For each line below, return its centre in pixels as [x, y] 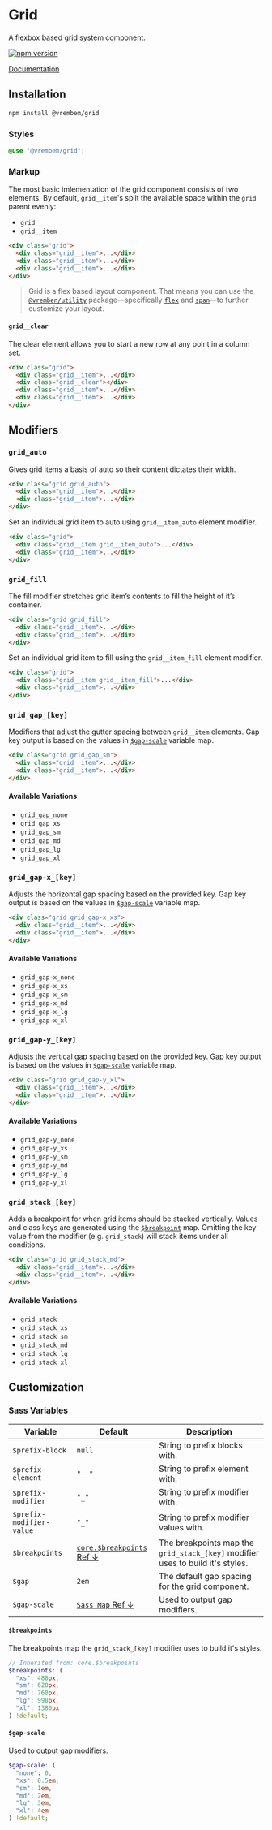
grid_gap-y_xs [44, 1148]
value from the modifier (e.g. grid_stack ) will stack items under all [118, 1237]
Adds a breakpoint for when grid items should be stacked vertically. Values [133, 1219]
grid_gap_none [44, 815]
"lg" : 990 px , [38, 1701]
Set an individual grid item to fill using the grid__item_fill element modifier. [136, 658]
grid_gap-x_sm [44, 995]
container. [25, 604]
